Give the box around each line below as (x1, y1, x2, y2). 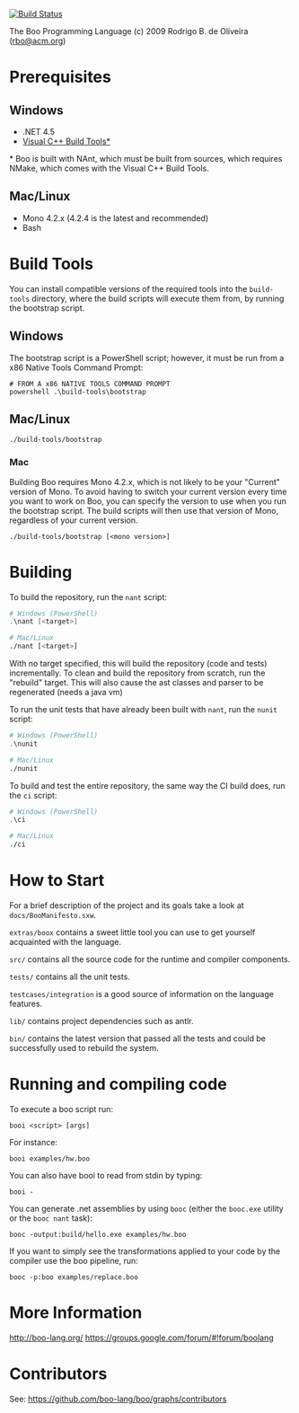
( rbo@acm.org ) (9, 36, 66, 46)
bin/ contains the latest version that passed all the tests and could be (9, 1033, 267, 1044)
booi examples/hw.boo (9, 1154, 91, 1163)
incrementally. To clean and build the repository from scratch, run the (9, 667, 266, 678)
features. (9, 998, 43, 1010)
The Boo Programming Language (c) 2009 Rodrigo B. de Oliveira (9, 26, 249, 36)
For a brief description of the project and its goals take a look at (9, 900, 244, 911)
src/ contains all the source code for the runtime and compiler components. (9, 954, 291, 965)
